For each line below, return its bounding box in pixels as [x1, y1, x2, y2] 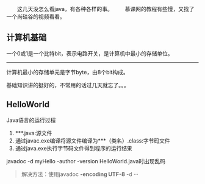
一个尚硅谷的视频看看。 [6, 13, 65, 20]
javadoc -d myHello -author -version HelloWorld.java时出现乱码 [6, 157, 166, 165]
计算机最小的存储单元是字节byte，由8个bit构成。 [6, 68, 129, 76]
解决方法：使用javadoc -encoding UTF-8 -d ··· [21, 170, 138, 178]
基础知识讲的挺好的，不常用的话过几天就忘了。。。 [6, 81, 129, 88]
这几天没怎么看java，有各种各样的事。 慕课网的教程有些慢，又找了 [17, 5, 195, 12]
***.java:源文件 [15, 129, 52, 136]
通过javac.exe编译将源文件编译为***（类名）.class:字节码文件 [15, 136, 171, 144]
